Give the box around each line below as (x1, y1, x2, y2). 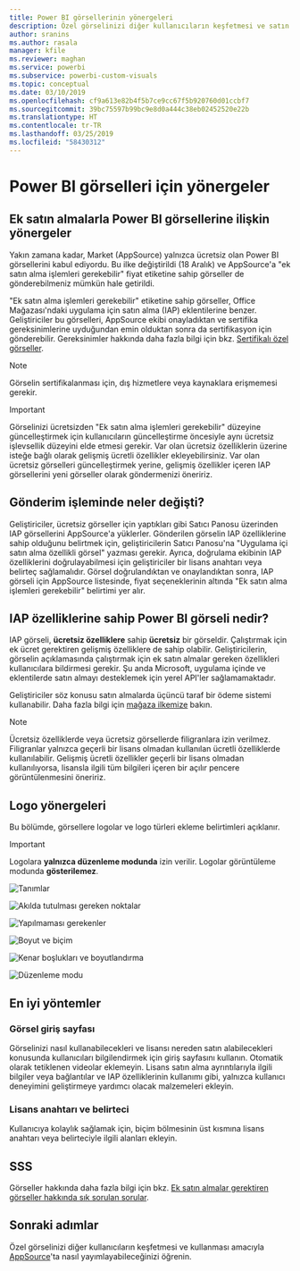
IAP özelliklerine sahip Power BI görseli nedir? (9, 610, 270, 626)
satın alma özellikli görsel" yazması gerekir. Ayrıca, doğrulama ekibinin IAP (9, 547, 282, 558)
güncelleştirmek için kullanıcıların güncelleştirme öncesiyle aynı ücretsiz (9, 431, 275, 442)
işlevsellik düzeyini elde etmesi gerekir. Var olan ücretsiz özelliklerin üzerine (9, 440, 287, 451)
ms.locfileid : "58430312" (9, 138, 105, 147)
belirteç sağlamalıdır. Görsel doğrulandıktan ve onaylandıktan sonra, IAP (9, 566, 274, 577)
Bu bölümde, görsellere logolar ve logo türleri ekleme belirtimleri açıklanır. (9, 821, 280, 832)
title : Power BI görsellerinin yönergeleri (9, 13, 174, 22)
